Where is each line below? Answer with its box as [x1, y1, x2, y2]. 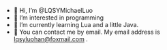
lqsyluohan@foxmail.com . [13, 35, 89, 43]
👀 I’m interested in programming [13, 14, 104, 22]
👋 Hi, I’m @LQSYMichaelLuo [13, 7, 93, 14]
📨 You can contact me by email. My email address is [13, 28, 160, 36]
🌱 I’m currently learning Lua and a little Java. [13, 21, 139, 28]
